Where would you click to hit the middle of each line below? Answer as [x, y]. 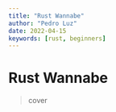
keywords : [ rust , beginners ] [57, 38]
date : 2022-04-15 [37, 31]
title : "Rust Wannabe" [46, 16]
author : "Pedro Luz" [43, 23]
